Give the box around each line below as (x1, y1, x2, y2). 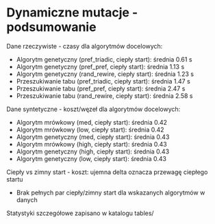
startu (6, 175, 23, 183)
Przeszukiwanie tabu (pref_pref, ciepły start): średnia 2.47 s (16, 84, 186, 92)
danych (16, 195, 38, 203)
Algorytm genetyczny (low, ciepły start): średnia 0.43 (16, 154, 167, 162)
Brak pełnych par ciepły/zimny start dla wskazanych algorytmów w (16, 188, 205, 197)
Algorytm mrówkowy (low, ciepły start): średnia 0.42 (16, 125, 165, 134)
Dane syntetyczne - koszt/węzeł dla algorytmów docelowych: (6, 105, 181, 113)
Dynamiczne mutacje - (6, 5, 138, 21)
